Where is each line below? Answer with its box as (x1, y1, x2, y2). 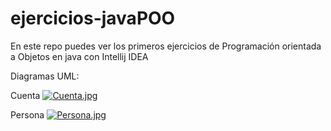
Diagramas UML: (10, 70, 80, 82)
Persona (10, 108, 45, 121)
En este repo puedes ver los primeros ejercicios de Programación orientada (10, 40, 322, 52)
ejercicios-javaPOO (10, 7, 176, 30)
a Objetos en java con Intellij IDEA (10, 50, 149, 62)
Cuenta (10, 89, 41, 101)
